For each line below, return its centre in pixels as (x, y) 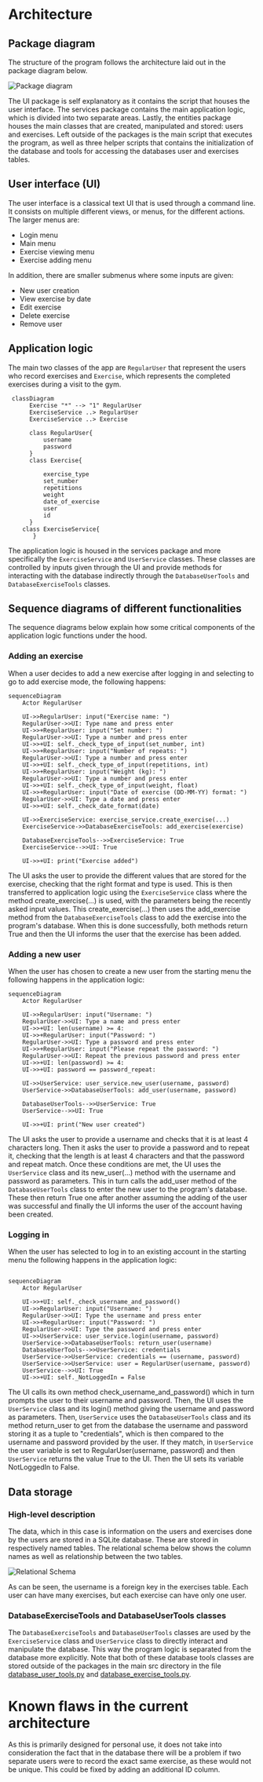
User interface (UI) (54, 184)
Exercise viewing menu (57, 251)
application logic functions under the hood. (78, 636)
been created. (31, 1214)
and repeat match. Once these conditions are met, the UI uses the (115, 1165)
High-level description (52, 1514)
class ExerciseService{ (61, 529)
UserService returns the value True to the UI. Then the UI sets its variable (126, 1459)
